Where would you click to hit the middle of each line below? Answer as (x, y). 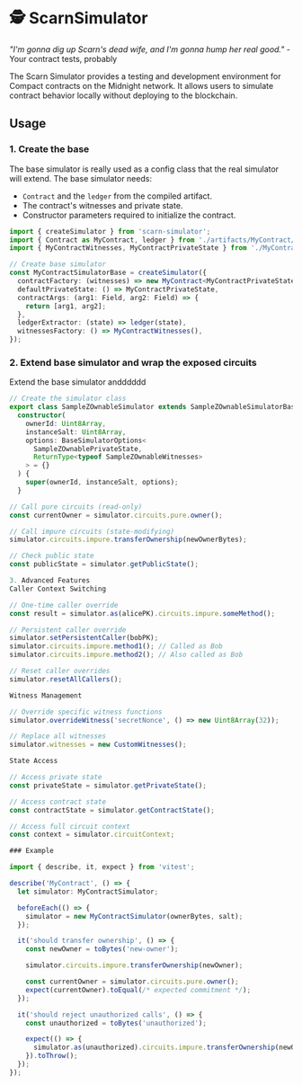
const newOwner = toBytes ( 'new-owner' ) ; (102, 949)
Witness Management (46, 695)
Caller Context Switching (58, 589)
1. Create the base (49, 149)
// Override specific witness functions (86, 712)
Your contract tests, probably (63, 58)
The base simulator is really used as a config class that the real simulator (144, 169)
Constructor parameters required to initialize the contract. (129, 215)
